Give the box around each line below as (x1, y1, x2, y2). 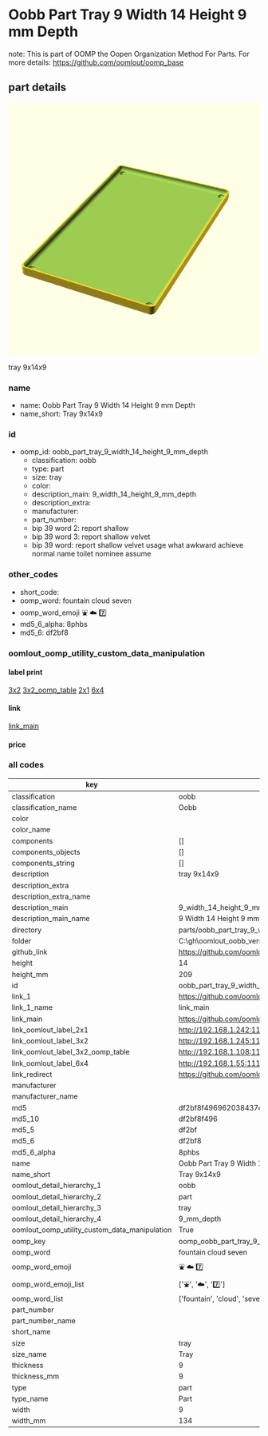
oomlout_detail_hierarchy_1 (11, 1181, 102, 1191)
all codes (8, 760, 45, 771)
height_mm (11, 969, 49, 979)
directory (11, 925, 42, 935)
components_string (11, 858, 76, 868)
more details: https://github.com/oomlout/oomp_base (8, 58, 184, 67)
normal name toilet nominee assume (31, 549, 152, 559)
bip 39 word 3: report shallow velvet (31, 532, 151, 541)
